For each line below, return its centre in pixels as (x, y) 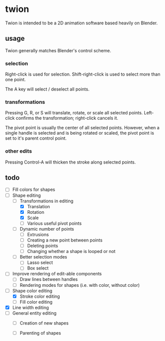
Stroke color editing (40, 296)
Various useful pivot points (54, 223)
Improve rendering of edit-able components (57, 274)
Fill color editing (36, 302)
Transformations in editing (46, 201)
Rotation (36, 212)
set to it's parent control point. (36, 138)
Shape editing (27, 195)
